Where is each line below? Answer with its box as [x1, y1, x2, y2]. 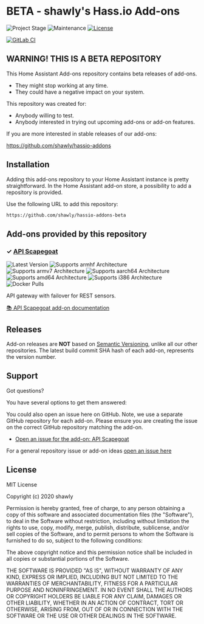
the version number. [6, 353, 56, 360]
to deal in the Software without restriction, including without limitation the [6, 517, 189, 524]
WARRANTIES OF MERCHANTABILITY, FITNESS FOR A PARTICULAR [6, 580, 178, 587]
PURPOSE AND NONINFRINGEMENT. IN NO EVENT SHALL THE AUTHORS [6, 586, 193, 594]
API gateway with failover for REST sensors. [6, 292, 117, 299]
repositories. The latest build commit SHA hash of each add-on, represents [6, 347, 194, 354]
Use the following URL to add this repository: [6, 200, 118, 207]
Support [6, 371, 38, 381]
